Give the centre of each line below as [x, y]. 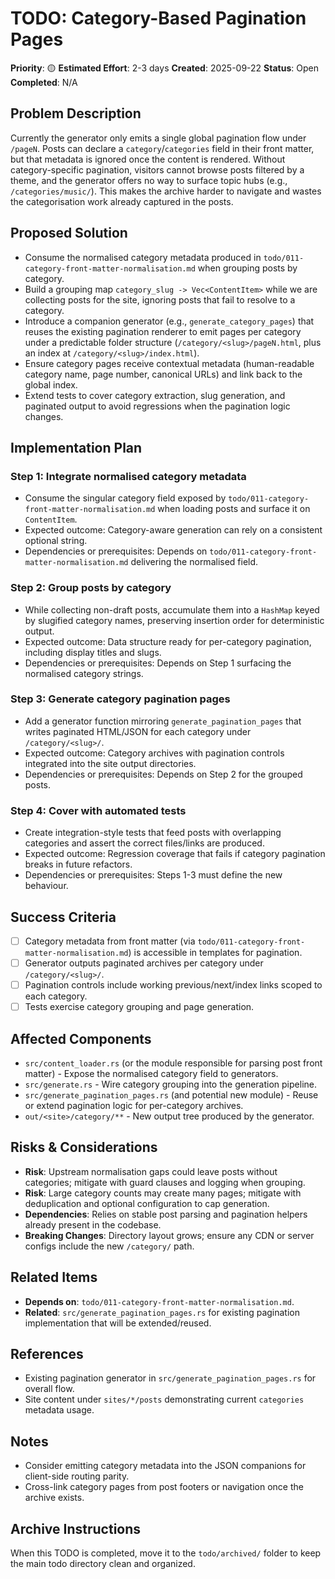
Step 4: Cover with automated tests [98, 810]
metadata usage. [59, 1410]
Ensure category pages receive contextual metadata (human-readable [169, 363]
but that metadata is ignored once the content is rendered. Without [148, 159]
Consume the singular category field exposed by [125, 498]
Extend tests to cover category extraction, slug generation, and [155, 395]
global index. [51, 384]
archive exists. [54, 1498]
